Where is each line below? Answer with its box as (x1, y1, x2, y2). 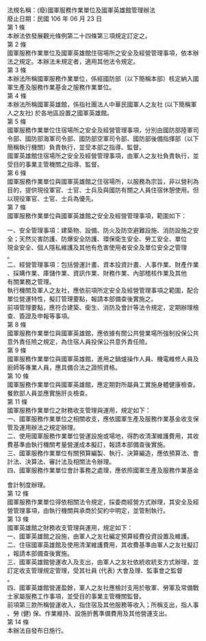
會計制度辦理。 (7, 481, 49, 489)
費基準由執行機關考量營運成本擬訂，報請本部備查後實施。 (7, 441, 169, 448)
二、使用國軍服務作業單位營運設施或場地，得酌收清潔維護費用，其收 (7, 432, 199, 440)
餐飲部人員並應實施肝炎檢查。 (7, 389, 91, 397)
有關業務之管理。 (7, 278, 55, 286)
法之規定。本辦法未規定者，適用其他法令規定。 (7, 58, 139, 65)
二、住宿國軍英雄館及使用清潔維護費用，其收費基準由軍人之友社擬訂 (7, 541, 199, 548)
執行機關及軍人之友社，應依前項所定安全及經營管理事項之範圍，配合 (7, 287, 199, 294)
